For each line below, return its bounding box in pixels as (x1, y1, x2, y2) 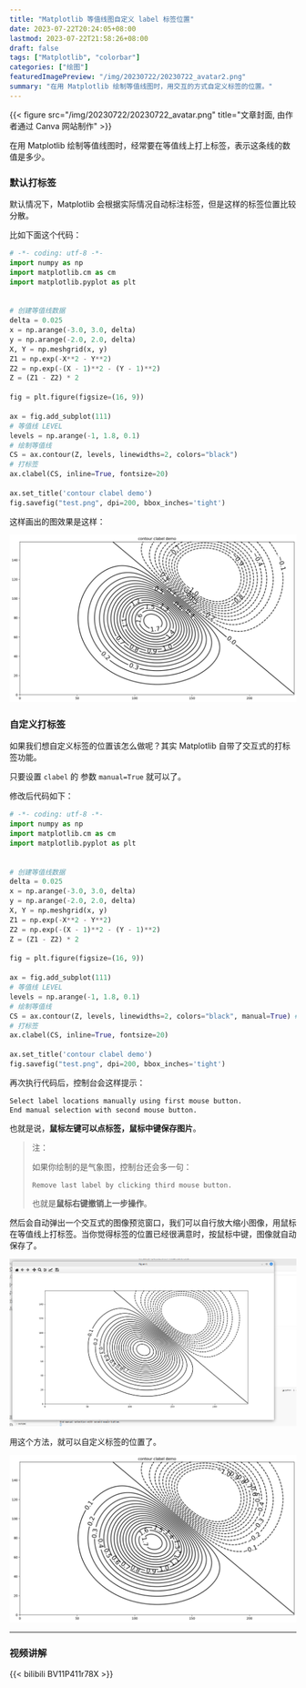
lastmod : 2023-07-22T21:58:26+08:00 (9, 34, 148, 43)
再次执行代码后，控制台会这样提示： (9, 1077, 146, 1088)
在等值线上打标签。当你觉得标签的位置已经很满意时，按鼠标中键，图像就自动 (9, 1228, 297, 1239)
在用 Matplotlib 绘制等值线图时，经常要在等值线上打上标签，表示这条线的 (9, 139, 283, 150)
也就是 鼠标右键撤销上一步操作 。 (31, 1197, 152, 1208)
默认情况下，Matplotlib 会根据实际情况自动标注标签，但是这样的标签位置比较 (9, 198, 297, 209)
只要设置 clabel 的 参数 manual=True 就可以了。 (9, 771, 187, 782)
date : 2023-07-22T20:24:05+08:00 (9, 24, 137, 34)
